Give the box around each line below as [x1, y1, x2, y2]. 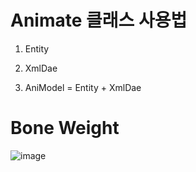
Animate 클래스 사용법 [10, 9, 188, 32]
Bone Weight [10, 117, 120, 140]
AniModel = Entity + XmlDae [24, 81, 142, 93]
